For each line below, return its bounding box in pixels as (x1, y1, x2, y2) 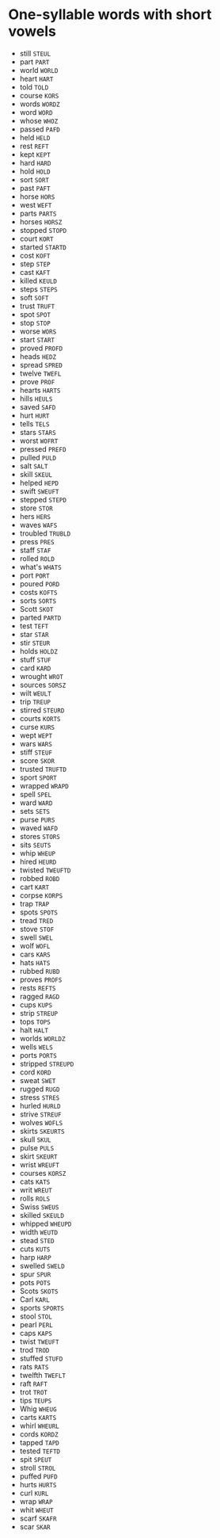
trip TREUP (19, 696, 51, 706)
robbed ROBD (19, 873, 60, 883)
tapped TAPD (19, 1437, 59, 1447)
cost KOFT (19, 250, 51, 260)
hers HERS (19, 511, 51, 521)
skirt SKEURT (19, 1151, 58, 1161)
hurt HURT (19, 410, 50, 420)
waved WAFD (19, 822, 58, 833)
